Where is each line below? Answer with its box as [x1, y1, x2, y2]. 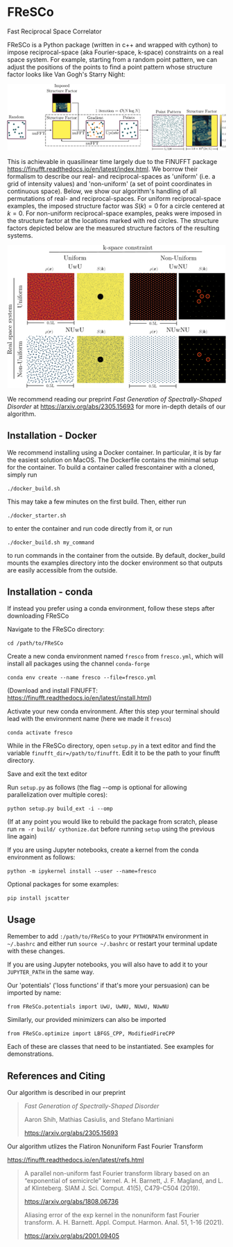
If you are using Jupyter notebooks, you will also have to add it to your [7, 960, 208, 969]
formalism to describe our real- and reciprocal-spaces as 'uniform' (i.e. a [7, 172, 216, 181]
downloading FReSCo [7, 612, 69, 620]
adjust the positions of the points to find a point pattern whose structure [7, 63, 213, 71]
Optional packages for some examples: [7, 880, 119, 889]
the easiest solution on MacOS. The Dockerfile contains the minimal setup [7, 456, 218, 464]
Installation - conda [7, 586, 94, 597]
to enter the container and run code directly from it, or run [7, 524, 173, 532]
